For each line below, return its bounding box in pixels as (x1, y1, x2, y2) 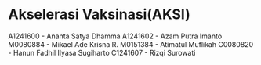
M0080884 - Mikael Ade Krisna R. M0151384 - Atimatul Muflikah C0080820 (8, 39, 254, 49)
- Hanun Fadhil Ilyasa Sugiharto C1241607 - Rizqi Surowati (8, 48, 196, 57)
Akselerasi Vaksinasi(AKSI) (8, 5, 190, 23)
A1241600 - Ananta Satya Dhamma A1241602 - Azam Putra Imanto (8, 31, 223, 41)
